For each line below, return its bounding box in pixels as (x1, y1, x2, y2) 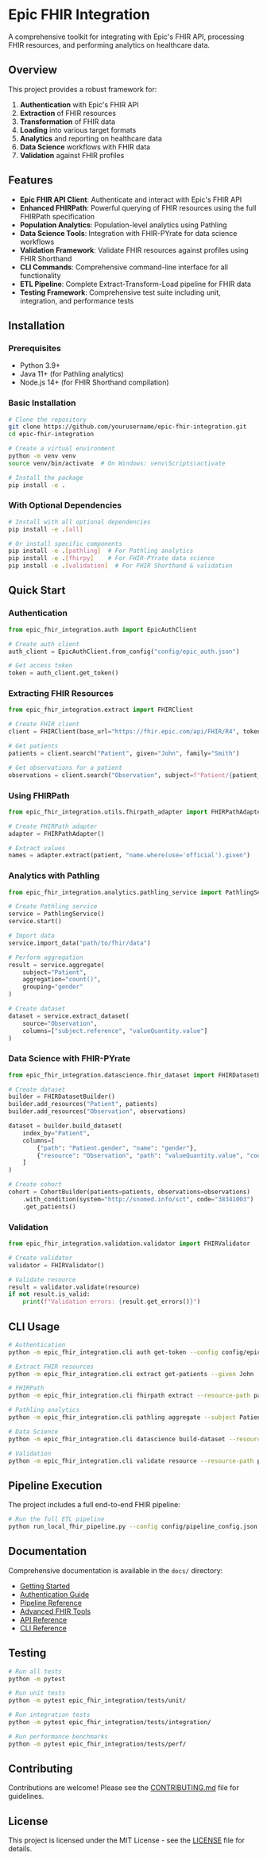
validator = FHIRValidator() (8, 1261, 105, 1269)
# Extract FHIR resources (8, 1363, 94, 1371)
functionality (19, 270, 61, 280)
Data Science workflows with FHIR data (19, 141, 151, 152)
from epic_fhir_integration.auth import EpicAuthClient (8, 625, 197, 633)
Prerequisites (8, 342, 61, 354)
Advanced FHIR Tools (19, 1607, 91, 1616)
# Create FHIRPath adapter (8, 822, 98, 830)
